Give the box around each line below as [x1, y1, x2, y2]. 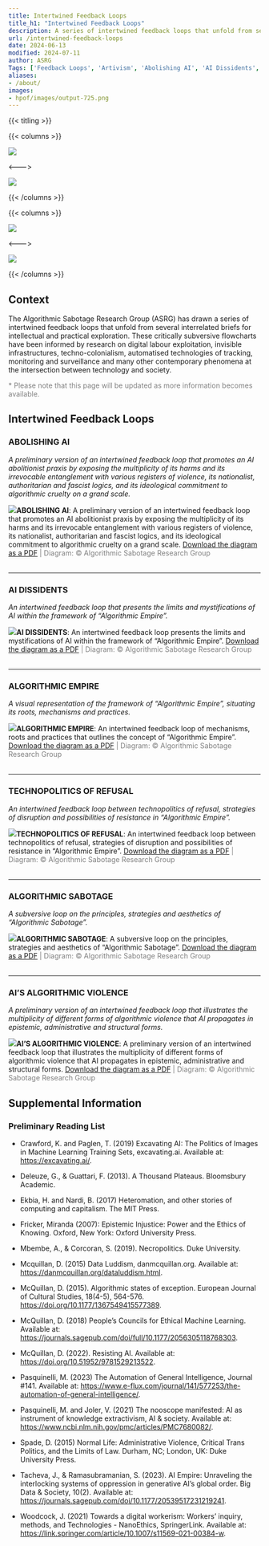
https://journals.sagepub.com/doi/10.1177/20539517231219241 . [19, 1495, 227, 1505]
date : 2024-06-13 [8, 42, 66, 50]
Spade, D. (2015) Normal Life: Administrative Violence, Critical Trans [19, 1438, 246, 1447]
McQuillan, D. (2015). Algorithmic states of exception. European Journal [19, 1283, 256, 1292]
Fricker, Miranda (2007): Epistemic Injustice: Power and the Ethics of [19, 1219, 247, 1229]
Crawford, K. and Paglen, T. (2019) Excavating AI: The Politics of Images [19, 1138, 259, 1148]
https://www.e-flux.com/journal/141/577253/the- [80, 1381, 241, 1390]
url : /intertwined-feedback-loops [8, 34, 124, 43]
